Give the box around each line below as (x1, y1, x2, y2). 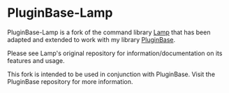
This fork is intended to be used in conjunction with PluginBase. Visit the (7, 70, 215, 78)
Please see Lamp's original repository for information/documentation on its (7, 49, 223, 57)
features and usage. (7, 56, 65, 64)
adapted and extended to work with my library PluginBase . (7, 35, 176, 43)
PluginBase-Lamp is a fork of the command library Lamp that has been (7, 28, 211, 36)
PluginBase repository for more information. (7, 77, 133, 85)
